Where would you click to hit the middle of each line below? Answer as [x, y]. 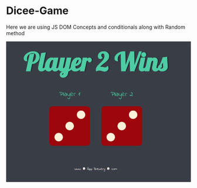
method [16, 33]
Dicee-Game [38, 11]
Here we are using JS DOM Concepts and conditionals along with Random [96, 27]
